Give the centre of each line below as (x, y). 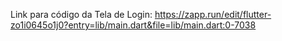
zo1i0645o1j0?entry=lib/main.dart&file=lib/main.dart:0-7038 (133, 25)
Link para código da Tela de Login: (81, 14)
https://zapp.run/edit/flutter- (213, 14)
